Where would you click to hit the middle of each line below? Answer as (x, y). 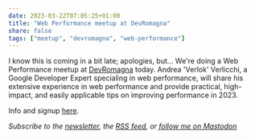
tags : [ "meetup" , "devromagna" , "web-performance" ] (97, 38)
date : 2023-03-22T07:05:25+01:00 (64, 16)
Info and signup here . (43, 111)
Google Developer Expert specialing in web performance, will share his (126, 78)
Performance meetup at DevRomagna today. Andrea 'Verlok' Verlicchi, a (128, 70)
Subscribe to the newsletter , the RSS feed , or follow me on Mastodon (123, 126)
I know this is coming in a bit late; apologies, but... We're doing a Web (123, 61)
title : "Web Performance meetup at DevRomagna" (90, 23)
